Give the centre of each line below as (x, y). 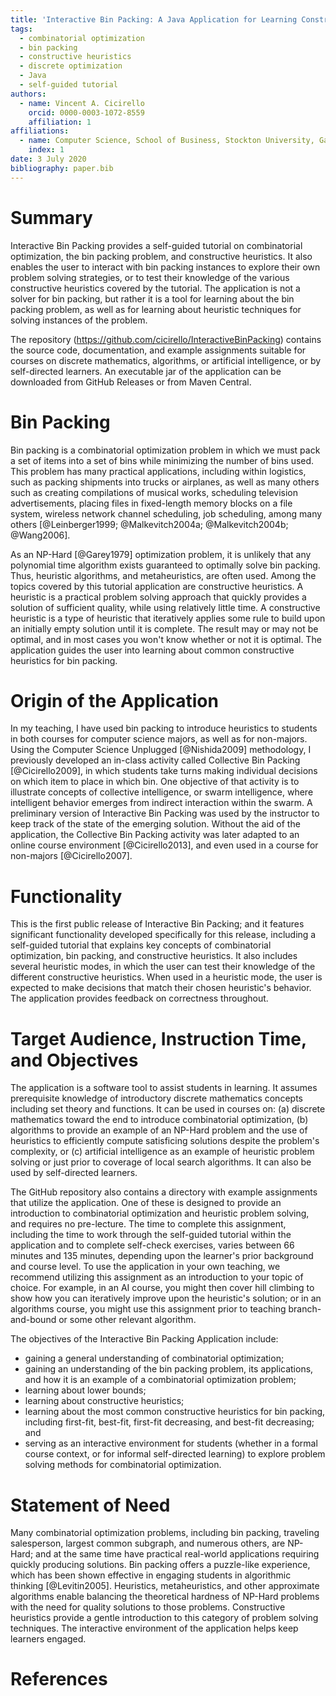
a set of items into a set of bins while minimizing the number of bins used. (162, 460)
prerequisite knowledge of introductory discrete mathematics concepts (156, 1098)
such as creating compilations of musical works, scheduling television (154, 492)
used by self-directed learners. (74, 1173)
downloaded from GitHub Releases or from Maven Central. (131, 382)
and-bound (33, 1320)
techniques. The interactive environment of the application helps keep (154, 1628)
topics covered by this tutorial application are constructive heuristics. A (157, 586)
